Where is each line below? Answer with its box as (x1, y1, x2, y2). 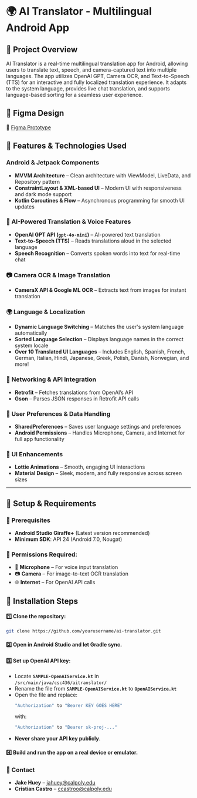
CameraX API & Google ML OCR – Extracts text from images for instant (14, 287, 186, 294)
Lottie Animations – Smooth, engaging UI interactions (14, 463, 145, 470)
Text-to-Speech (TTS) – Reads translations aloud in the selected (14, 237, 172, 244)
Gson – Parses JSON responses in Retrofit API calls (14, 395, 140, 402)
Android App (6, 21, 69, 35)
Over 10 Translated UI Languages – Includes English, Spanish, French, (14, 348, 186, 355)
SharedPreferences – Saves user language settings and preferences (14, 423, 181, 430)
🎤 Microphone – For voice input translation (14, 564, 118, 571)
